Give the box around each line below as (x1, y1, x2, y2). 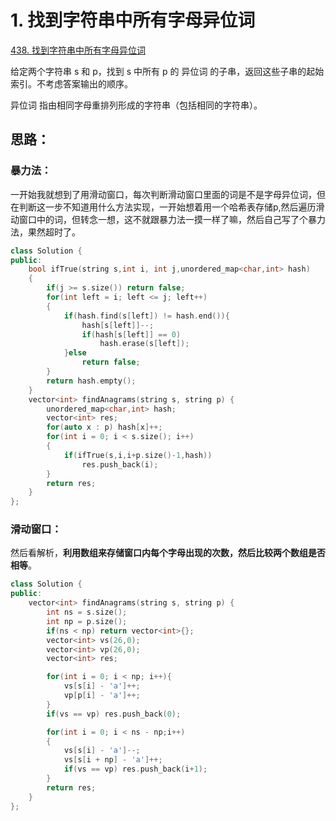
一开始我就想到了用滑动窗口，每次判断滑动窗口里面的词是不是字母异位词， (10, 188, 317, 200)
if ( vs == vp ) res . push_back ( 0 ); (46, 709, 182, 719)
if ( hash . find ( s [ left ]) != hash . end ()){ (63, 311, 230, 321)
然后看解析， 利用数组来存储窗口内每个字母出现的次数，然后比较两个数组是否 (10, 547, 326, 559)
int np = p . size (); (46, 616, 128, 626)
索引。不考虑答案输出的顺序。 (10, 77, 133, 90)
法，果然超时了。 (10, 226, 81, 238)
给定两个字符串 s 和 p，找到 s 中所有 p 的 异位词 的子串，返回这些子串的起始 (10, 65, 325, 77)
